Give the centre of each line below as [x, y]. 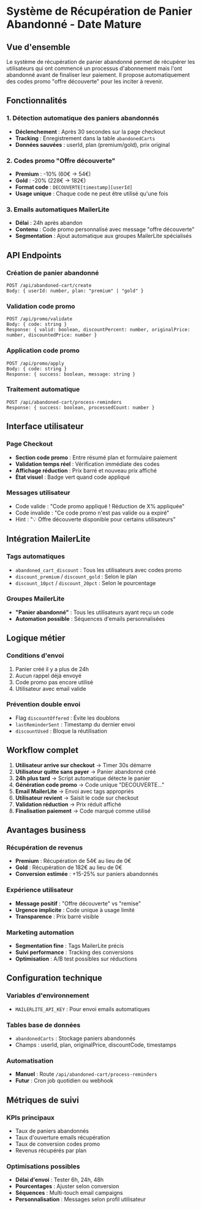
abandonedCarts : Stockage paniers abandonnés [75, 1038]
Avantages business [46, 830]
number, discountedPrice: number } [52, 335]
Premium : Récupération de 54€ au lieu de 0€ [73, 861]
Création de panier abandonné [53, 273]
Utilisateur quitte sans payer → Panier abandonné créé [85, 771]
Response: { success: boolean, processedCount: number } [81, 408]
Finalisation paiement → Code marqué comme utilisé [83, 811]
